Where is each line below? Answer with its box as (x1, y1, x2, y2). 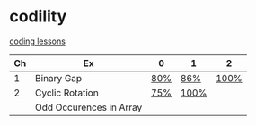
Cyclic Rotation (34, 87, 99, 99)
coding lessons (9, 36, 66, 46)
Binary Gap (34, 71, 83, 84)
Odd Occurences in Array (34, 101, 143, 113)
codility (9, 6, 67, 27)
